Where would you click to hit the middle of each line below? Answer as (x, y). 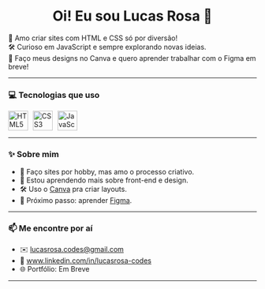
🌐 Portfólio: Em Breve (54, 268)
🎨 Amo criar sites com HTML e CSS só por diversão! (93, 38)
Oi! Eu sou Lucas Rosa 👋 (132, 16)
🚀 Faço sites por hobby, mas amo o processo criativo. (107, 171)
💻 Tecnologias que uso (54, 95)
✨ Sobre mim (34, 155)
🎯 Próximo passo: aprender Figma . (76, 200)
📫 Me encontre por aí (50, 228)
